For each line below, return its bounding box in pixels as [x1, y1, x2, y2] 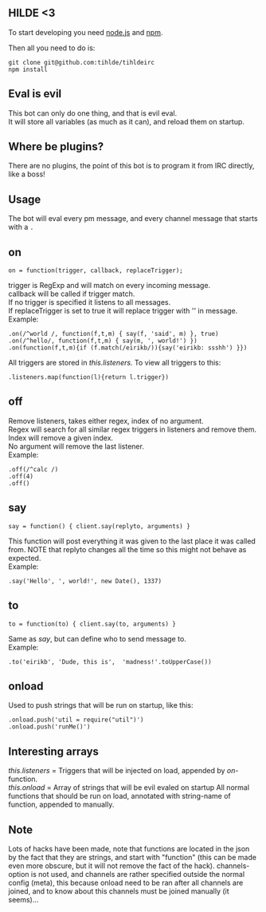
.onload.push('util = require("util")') [8, 716, 145, 724]
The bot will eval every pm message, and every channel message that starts [8, 214, 258, 223]
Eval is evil [8, 87, 62, 101]
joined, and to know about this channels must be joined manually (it [8, 886, 229, 896]
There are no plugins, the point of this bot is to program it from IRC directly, [8, 161, 255, 171]
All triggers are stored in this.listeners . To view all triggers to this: [8, 358, 221, 368]
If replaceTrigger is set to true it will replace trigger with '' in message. [8, 306, 238, 316]
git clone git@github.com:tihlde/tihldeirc [8, 58, 155, 66]
